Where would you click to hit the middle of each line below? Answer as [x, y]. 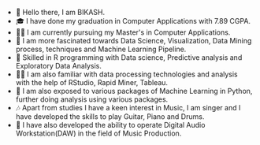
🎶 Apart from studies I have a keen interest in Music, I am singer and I [128, 108]
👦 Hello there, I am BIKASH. [60, 12]
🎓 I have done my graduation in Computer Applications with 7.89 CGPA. [133, 21]
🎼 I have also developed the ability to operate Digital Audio [110, 125]
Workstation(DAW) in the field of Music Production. [98, 133]
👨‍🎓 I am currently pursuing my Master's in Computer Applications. [123, 32]
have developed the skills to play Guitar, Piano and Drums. [110, 117]
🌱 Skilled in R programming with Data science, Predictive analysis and [129, 58]
